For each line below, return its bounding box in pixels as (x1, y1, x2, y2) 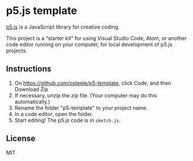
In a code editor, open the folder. (14, 110, 94, 117)
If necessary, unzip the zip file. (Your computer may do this (14, 92, 157, 99)
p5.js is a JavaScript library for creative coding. (6, 23, 120, 30)
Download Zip (14, 86, 49, 93)
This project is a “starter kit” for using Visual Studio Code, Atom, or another (6, 34, 187, 41)
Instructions (6, 64, 51, 74)
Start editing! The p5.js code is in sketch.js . (14, 117, 121, 124)
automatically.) (14, 98, 51, 105)
